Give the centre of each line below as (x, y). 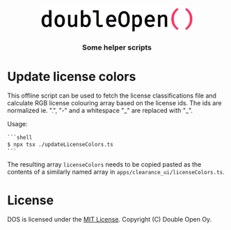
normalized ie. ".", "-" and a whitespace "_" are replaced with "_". (100, 111)
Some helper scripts (117, 47)
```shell (20, 138)
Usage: (17, 124)
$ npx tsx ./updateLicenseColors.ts (60, 145)
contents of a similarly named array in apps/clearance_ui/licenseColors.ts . (116, 172)
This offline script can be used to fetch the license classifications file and (112, 95)
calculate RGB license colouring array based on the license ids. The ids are (114, 103)
